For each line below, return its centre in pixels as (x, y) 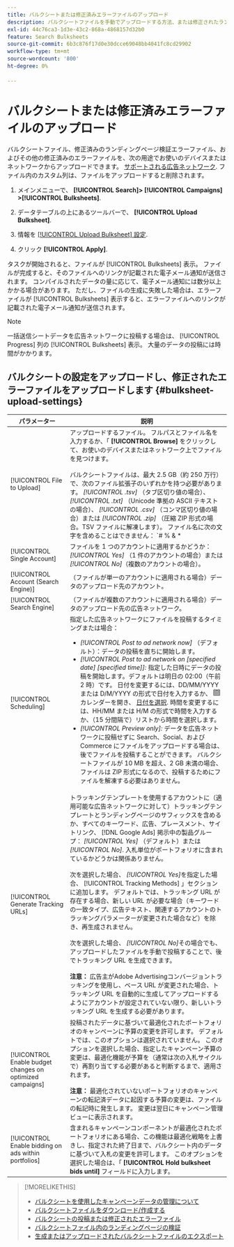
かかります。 (37, 353)
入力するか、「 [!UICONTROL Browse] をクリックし (143, 441)
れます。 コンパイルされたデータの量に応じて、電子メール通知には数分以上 (114, 281)
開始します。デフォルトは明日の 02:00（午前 (157, 676)
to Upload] (25, 487)
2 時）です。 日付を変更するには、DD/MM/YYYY (149, 685)
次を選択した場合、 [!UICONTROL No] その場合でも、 (145, 943)
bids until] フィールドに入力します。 (122, 1171)
